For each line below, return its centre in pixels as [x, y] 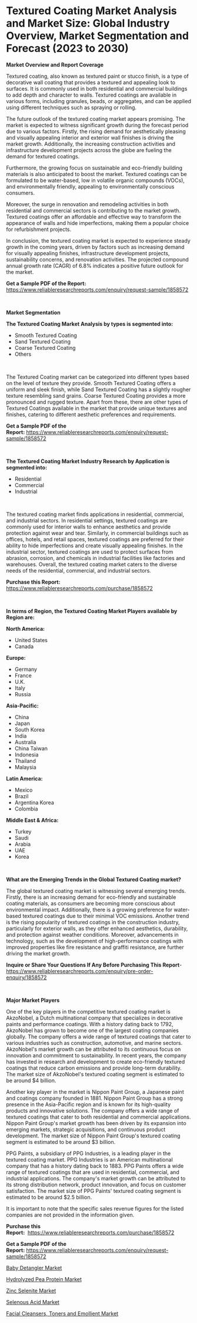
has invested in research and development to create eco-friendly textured [96, 1061]
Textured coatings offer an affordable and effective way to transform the [94, 217]
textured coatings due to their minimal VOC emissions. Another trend [106, 916]
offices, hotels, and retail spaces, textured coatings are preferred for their [95, 539]
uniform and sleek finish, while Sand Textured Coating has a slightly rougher [98, 389]
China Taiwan [31, 748]
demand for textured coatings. [43, 156]
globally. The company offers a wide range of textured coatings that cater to [98, 1036]
